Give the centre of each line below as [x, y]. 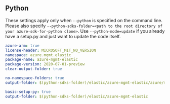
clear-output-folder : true [34, 69]
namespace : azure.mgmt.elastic [38, 55]
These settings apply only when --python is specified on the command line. [84, 20]
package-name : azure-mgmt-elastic [42, 60]
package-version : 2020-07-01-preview [45, 64]
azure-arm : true [22, 45]
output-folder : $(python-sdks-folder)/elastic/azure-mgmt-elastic [77, 96]
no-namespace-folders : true [35, 78]
